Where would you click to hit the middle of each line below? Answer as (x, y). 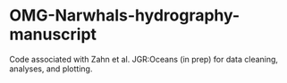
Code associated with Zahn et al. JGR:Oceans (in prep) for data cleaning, (144, 59)
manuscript (53, 34)
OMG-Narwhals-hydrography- (125, 16)
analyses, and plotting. (51, 69)
